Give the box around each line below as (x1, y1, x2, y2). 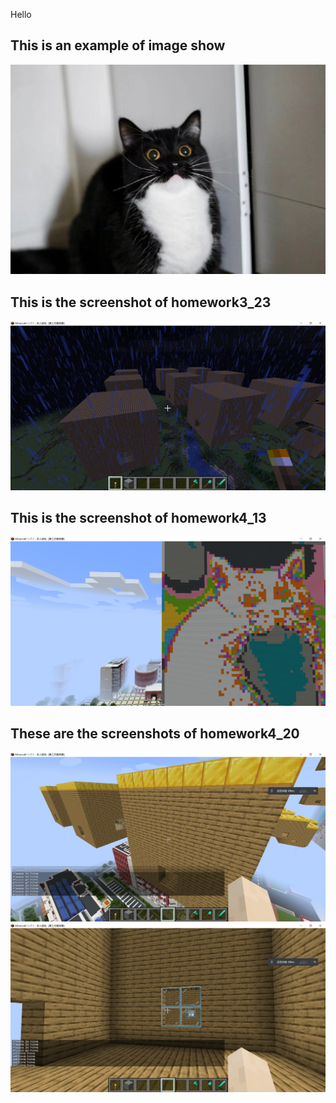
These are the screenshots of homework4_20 (10, 725, 300, 742)
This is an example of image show (10, 37, 226, 54)
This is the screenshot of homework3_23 (10, 294, 272, 311)
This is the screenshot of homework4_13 (10, 509, 267, 526)
